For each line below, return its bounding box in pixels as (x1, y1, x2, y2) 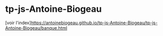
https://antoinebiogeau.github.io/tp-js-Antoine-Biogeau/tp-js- (30, 20, 158, 26)
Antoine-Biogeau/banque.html (5, 25, 67, 31)
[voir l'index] (5, 20, 31, 26)
